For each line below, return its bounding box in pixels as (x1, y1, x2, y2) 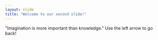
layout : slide (5, 7, 34, 12)
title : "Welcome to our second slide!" (5, 12, 87, 17)
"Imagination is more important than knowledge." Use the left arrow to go (5, 25, 153, 31)
